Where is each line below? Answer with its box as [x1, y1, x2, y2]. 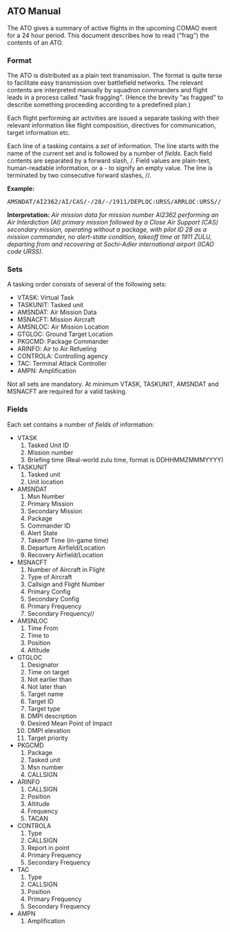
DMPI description [27, 712, 77, 720]
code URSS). [7, 247, 43, 256]
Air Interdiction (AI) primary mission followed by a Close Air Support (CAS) [7, 218, 219, 227]
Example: [7, 185, 35, 193]
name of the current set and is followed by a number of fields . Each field [7, 149, 212, 158]
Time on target [27, 667, 70, 676]
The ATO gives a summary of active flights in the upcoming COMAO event [7, 23, 218, 32]
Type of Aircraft [27, 572, 72, 581]
